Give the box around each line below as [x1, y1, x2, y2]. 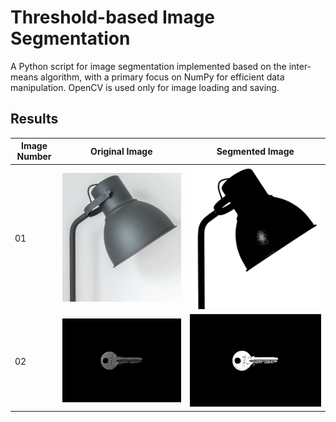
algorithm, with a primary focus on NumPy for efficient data [40, 71, 285, 83]
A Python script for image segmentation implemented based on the [10, 60, 287, 72]
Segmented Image [216, 145, 295, 157]
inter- [288, 60, 312, 72]
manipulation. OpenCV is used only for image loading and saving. [10, 81, 280, 93]
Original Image [90, 145, 153, 157]
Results [10, 111, 59, 128]
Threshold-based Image [10, 6, 216, 29]
